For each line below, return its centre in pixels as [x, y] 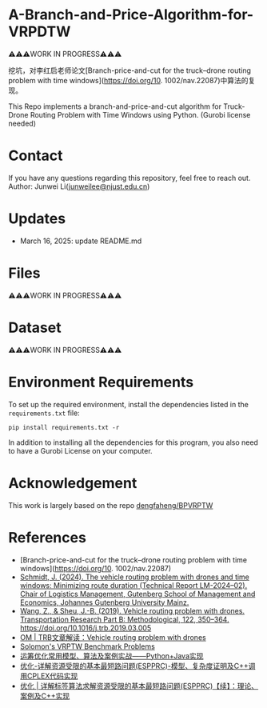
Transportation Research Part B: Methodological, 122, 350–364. [124, 619]
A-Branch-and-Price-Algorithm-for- [131, 15]
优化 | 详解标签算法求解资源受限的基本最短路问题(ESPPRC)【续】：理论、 [139, 686]
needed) [22, 123]
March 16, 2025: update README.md [81, 241]
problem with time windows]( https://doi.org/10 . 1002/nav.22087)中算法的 [129, 80]
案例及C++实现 [45, 696]
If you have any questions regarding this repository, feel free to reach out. [130, 178]
